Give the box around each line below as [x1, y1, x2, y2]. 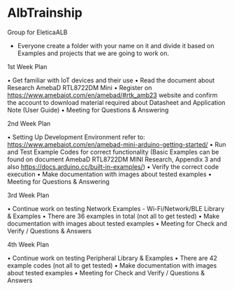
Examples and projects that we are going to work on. [17, 49, 170, 57]
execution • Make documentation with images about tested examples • [7, 170, 212, 178]
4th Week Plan [7, 240, 50, 249]
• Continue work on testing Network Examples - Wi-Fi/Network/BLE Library [7, 204, 225, 212]
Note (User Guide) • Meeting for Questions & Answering [7, 106, 169, 114]
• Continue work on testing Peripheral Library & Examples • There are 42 [7, 254, 218, 262]
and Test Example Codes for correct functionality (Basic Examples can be [7, 147, 219, 156]
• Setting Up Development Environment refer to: [7, 133, 145, 141]
